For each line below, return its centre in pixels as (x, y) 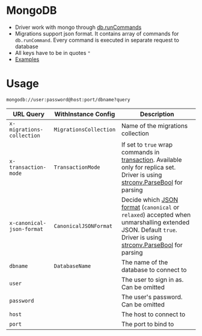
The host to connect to (153, 314)
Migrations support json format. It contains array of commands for (97, 33)
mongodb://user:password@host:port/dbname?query (68, 100)
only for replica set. (148, 167)
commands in (140, 152)
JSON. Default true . (149, 230)
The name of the (145, 262)
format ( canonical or (150, 207)
